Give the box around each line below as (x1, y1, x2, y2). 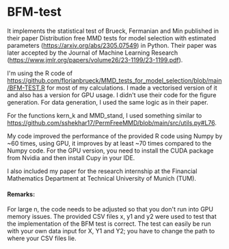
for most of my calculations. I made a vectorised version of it (46, 83, 217, 92)
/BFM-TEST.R (7, 83, 46, 92)
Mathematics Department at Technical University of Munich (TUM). (7, 174, 197, 182)
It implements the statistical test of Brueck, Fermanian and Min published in (7, 27, 219, 35)
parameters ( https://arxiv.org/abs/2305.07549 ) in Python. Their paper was (7, 41, 217, 49)
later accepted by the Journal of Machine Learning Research (7, 49, 178, 57)
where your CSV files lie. (7, 234, 77, 243)
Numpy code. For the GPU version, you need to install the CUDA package (7, 146, 214, 155)
